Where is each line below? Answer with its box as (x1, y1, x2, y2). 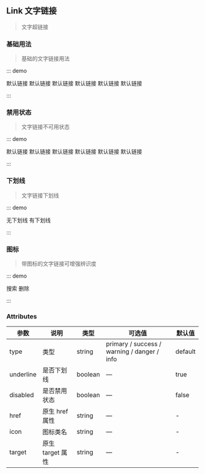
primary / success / (106, 340, 162, 348)
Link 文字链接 (6, 5, 57, 16)
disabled (9, 391, 34, 400)
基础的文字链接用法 (21, 55, 70, 62)
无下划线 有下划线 (6, 216, 51, 224)
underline (9, 370, 37, 379)
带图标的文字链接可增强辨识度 (21, 260, 96, 267)
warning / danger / (106, 347, 159, 356)
